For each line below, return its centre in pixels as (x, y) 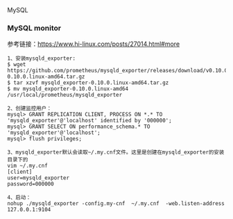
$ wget (17, 65)
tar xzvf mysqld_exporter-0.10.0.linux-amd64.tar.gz (91, 83)
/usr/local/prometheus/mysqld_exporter (65, 95)
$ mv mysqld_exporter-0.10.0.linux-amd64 (68, 89)
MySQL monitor (34, 28)
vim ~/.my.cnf (28, 166)
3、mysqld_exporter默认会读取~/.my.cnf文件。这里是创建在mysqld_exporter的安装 (116, 152)
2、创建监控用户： (29, 108)
